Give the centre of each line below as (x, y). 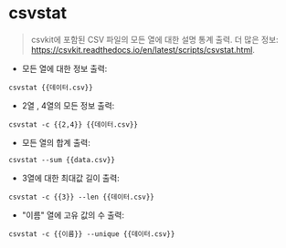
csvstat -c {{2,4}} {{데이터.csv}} (74, 124)
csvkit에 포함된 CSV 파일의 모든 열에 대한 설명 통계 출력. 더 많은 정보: (155, 39)
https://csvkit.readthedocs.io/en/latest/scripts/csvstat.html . (143, 49)
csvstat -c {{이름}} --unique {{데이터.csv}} (92, 234)
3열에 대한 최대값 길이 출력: (70, 178)
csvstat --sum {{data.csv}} (62, 160)
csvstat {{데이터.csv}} (51, 88)
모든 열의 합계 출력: (56, 142)
